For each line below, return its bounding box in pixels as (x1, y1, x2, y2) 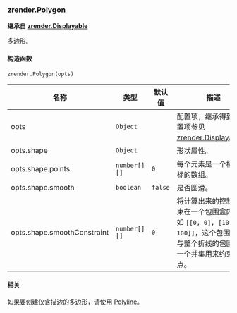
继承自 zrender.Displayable (7, 22, 88, 30)
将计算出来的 (176, 196, 220, 206)
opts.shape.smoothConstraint (11, 227, 109, 237)
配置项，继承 (176, 111, 220, 121)
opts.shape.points (11, 164, 71, 173)
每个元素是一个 (176, 159, 227, 168)
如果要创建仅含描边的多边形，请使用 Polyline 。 (7, 297, 143, 306)
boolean (115, 183, 142, 191)
